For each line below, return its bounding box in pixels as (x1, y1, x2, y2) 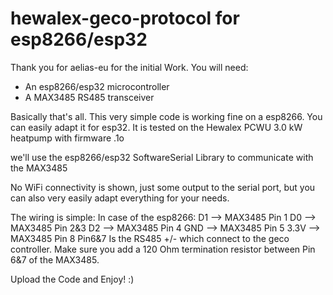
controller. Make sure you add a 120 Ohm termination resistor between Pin (10, 243, 316, 255)
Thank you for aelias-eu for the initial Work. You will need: (10, 61, 249, 73)
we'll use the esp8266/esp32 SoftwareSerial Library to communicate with (10, 151, 314, 163)
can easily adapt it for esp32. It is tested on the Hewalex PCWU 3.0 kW (10, 121, 303, 133)
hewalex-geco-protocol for (10, 7, 240, 30)
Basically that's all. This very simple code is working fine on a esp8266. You (10, 110, 323, 122)
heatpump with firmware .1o (10, 132, 125, 144)
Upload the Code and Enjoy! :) (10, 273, 135, 285)
